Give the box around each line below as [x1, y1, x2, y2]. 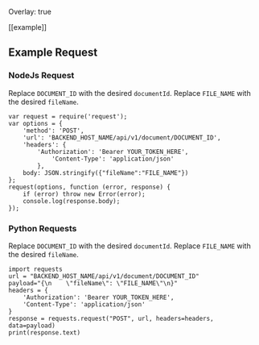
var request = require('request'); [8, 112, 128, 120]
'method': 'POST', [23, 127, 84, 135]
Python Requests [8, 222, 77, 234]
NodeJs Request [8, 70, 75, 81]
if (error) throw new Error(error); [23, 189, 146, 198]
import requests [8, 265, 63, 273]
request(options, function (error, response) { [8, 183, 171, 191]
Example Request [8, 46, 98, 60]
